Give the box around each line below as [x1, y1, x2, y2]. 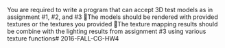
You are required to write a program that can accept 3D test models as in [7, 6, 213, 14]
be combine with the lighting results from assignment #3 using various [7, 27, 206, 35]
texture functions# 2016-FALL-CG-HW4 [7, 34, 119, 43]
